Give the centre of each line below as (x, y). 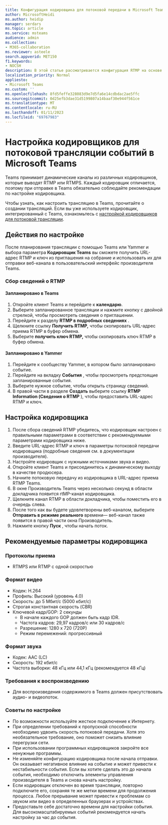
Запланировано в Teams (32, 293)
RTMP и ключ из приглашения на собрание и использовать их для (90, 258)
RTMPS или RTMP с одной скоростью (53, 567)
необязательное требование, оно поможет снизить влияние (77, 737)
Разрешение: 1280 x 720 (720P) (53, 628)
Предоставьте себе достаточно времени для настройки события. (83, 806)
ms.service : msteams (27, 33)
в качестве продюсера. (38, 472)
